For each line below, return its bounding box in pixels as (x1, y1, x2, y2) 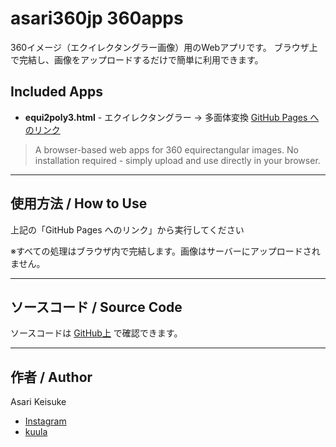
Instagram (24, 415, 67, 427)
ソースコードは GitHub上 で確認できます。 (10, 327, 183, 339)
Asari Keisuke (10, 396, 67, 408)
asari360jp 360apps (10, 7, 184, 30)
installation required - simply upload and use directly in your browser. (34, 154, 321, 166)
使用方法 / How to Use (10, 195, 148, 212)
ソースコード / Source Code (10, 298, 183, 316)
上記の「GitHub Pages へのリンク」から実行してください (10, 223, 245, 236)
